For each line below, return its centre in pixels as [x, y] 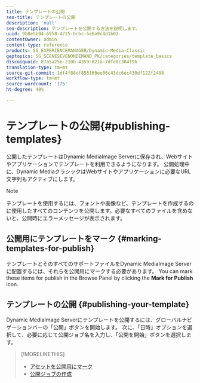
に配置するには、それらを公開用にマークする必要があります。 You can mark [99, 271]
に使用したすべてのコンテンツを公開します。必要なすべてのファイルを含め [97, 210]
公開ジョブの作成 [51, 374]
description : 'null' [32, 23]
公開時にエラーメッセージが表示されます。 [74, 218]
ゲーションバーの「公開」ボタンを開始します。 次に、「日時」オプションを [97, 327]
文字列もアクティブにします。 [42, 179]
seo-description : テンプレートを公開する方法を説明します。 [73, 28]
